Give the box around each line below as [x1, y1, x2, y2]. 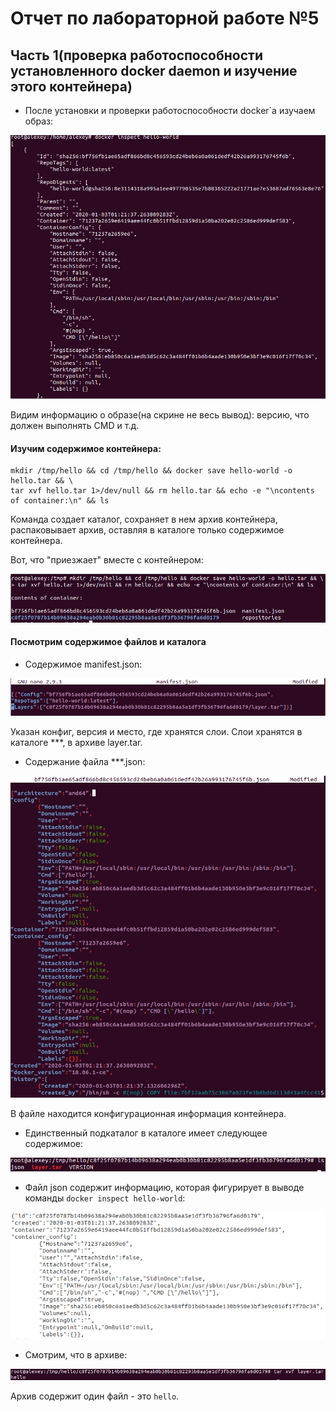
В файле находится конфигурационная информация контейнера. [10, 1108, 287, 1120]
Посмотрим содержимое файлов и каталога [10, 636, 207, 648]
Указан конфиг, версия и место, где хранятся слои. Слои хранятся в [10, 725, 303, 737]
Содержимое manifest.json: [24, 658, 143, 670]
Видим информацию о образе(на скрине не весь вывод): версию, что [10, 408, 310, 421]
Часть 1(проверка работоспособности [10, 47, 264, 64]
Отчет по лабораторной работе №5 [10, 7, 320, 30]
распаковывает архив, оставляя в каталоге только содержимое [10, 524, 285, 536]
